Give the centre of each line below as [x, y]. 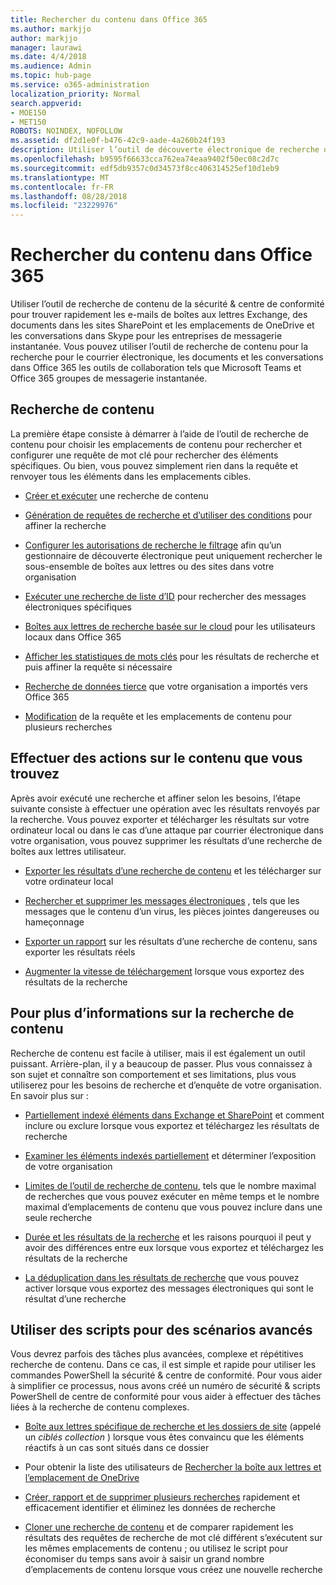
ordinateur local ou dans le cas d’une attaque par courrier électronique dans [167, 830]
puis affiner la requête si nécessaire [98, 667]
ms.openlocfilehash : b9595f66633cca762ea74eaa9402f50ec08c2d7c [145, 159]
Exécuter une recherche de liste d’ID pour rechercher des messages [165, 596]
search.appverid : [46, 103]
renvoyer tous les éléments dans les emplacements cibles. [131, 476]
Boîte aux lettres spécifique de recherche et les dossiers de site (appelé [173, 1427]
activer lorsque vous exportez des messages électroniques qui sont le [169, 1288]
